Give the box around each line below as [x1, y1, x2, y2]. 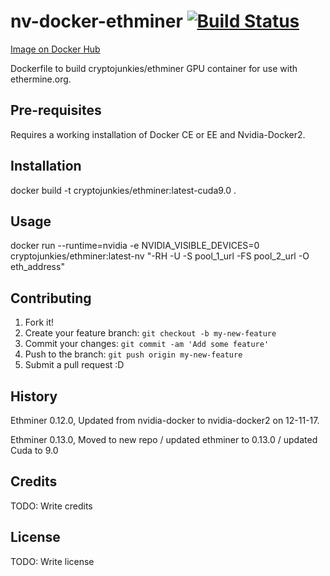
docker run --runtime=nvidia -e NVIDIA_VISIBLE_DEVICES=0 [10, 240, 260, 252]
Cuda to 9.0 [10, 445, 59, 456]
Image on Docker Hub [10, 43, 101, 55]
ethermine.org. [10, 73, 72, 85]
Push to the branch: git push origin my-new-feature [24, 348, 243, 360]
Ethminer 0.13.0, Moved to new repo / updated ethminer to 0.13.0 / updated [10, 434, 318, 445]
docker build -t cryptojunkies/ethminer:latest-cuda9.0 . [10, 184, 237, 196]
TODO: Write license [10, 555, 95, 567]
